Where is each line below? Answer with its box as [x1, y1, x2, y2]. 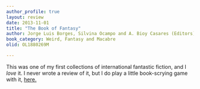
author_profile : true [6, 8, 60, 15]
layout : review [6, 14, 44, 20]
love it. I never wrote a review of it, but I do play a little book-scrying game [6, 69, 188, 77]
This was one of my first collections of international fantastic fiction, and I [6, 63, 186, 70]
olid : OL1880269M [6, 42, 49, 48]
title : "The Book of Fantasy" [6, 25, 82, 31]
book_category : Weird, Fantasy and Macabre [6, 36, 116, 42]
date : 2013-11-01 [6, 20, 49, 26]
